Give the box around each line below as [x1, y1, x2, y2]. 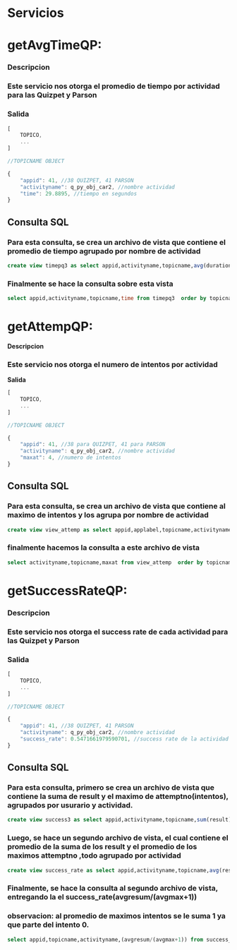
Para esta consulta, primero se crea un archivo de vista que [7, 783, 215, 793]
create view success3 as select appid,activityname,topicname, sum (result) [7, 817, 232, 824]
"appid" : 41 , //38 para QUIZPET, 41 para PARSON [20, 441, 166, 448]
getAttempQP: [7, 319, 93, 335]
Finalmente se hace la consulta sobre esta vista [7, 279, 174, 289]
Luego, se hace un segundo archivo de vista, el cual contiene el [7, 833, 229, 843]
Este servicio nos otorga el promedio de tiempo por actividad [7, 81, 220, 91]
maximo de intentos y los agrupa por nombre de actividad [7, 510, 209, 520]
